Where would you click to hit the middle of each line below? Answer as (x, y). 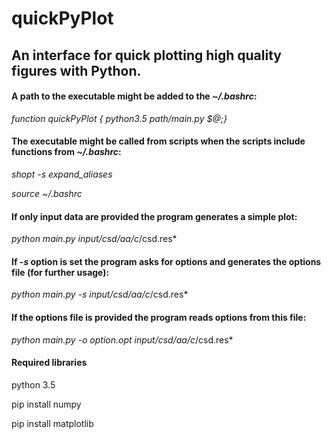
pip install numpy (46, 404)
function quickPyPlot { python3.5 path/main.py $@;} (119, 118)
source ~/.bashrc (47, 193)
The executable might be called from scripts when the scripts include (158, 141)
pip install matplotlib (52, 423)
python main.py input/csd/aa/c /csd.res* (94, 239)
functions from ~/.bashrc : (66, 152)
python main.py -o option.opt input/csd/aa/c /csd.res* (122, 339)
